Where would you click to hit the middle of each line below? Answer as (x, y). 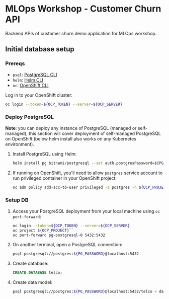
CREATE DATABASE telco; (37, 273)
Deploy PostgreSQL (30, 117)
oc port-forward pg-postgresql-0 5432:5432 (59, 235)
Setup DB (17, 200)
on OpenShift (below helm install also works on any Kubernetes (71, 138)
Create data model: (32, 282)
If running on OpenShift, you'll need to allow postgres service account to (88, 173)
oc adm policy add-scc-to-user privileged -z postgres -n (74, 187)
